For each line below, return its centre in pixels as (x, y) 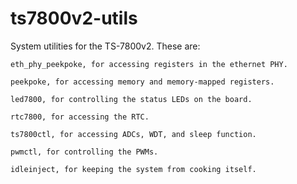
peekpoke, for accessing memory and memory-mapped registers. (142, 82)
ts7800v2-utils (74, 18)
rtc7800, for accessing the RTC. (80, 117)
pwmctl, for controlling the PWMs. (84, 152)
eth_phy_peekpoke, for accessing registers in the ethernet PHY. (149, 64)
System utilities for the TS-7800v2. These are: (105, 46)
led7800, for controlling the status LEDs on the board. (131, 99)
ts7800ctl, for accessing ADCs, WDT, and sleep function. (133, 134)
